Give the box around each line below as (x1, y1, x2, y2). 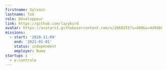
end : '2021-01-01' (14, 39, 52, 44)
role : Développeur (5, 16, 43, 21)
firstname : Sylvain (5, 7, 46, 12)
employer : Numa (14, 48, 46, 53)
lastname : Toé (5, 12, 35, 17)
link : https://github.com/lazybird (5, 21, 79, 26)
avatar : (5, 26, 21, 31)
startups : (5, 53, 28, 58)
